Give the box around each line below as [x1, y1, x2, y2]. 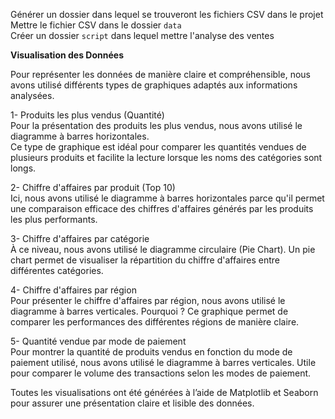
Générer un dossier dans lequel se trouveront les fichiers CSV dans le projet [10, 9, 324, 20]
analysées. [10, 90, 55, 101]
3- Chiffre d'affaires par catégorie [10, 233, 150, 244]
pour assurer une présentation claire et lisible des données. [10, 397, 255, 409]
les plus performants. [10, 214, 98, 225]
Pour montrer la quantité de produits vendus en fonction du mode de [10, 346, 293, 358]
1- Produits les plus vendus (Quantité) [10, 109, 165, 121]
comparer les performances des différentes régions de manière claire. [10, 316, 300, 328]
